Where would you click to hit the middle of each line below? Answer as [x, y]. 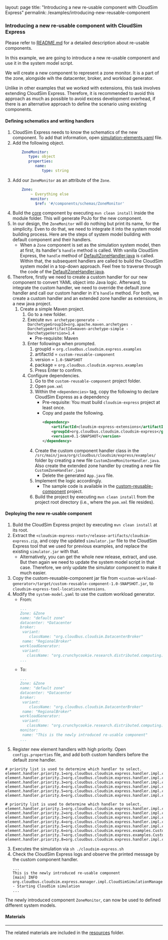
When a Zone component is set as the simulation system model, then [90, 245]
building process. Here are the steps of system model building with [81, 234]
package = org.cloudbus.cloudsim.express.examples [89, 365]
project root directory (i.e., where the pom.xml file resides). [94, 502]
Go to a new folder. [47, 315]
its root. [20, 530]
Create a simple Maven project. [52, 309]
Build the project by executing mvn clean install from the [94, 496]
